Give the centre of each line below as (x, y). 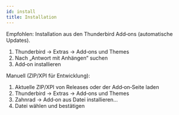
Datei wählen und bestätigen (49, 106)
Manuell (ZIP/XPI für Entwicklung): (48, 75)
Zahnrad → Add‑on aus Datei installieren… (66, 99)
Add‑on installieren (38, 64)
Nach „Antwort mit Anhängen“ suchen (61, 58)
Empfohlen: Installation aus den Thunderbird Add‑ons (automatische (89, 34)
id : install (21, 11)
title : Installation (32, 17)
